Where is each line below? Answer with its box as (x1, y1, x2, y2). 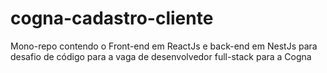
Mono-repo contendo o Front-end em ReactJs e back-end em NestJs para (10, 40, 318, 52)
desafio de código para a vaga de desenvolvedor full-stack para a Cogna (10, 50, 312, 62)
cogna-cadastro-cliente (10, 7, 214, 30)
